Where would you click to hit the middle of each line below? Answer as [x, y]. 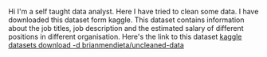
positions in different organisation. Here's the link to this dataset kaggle [125, 36]
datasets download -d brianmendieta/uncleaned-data [96, 45]
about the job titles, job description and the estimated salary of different [126, 28]
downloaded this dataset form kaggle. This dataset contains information [126, 20]
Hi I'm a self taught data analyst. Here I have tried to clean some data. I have [133, 11]
